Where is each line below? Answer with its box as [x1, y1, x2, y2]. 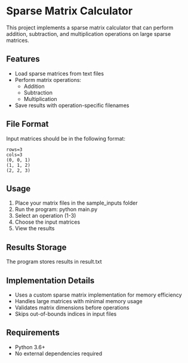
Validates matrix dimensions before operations [14, 304, 130, 311]
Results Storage [6, 242, 67, 252]
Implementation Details [6, 275, 95, 285]
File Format [6, 119, 49, 129]
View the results [14, 225, 55, 232]
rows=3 [6, 147, 23, 152]
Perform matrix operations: [14, 76, 82, 83]
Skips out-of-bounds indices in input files [14, 310, 117, 318]
